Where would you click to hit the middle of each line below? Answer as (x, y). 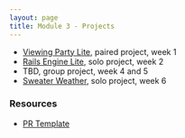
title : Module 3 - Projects (62, 26)
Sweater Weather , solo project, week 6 (94, 80)
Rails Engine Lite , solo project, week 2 (93, 61)
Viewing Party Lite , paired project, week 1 (99, 51)
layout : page (34, 18)
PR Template (46, 124)
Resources (33, 104)
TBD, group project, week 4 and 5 (85, 71)
